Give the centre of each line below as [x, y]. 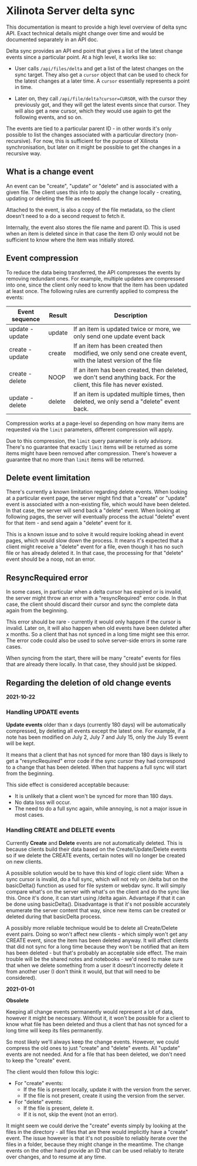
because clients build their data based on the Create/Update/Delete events [96, 849]
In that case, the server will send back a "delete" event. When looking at [93, 510]
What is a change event [50, 172]
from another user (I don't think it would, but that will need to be [83, 971]
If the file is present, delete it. [59, 1108]
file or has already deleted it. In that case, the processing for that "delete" [95, 553]
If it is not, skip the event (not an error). [71, 1114]
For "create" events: [39, 1083]
